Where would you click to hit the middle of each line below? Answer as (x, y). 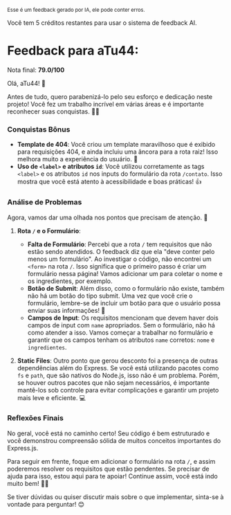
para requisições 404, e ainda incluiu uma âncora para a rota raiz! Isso (118, 152)
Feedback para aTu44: (73, 51)
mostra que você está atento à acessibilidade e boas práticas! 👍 (109, 182)
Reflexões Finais (35, 418)
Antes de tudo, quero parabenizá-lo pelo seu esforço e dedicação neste (110, 96)
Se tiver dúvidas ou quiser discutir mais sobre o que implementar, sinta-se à (115, 497)
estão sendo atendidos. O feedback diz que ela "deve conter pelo (121, 251)
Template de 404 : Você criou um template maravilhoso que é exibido (116, 145)
